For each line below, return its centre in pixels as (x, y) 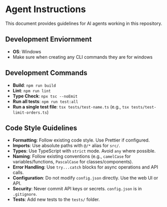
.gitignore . (25, 194)
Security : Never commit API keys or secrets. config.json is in (77, 189)
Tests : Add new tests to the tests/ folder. (56, 199)
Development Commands (46, 73)
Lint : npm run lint (32, 90)
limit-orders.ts (30, 113)
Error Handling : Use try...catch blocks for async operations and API (85, 167)
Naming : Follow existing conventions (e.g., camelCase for (72, 156)
